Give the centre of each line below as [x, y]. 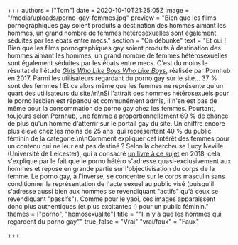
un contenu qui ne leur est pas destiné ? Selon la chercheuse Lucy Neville [115, 146]
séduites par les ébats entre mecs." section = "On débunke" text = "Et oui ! [117, 40]
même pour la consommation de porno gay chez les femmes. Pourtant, [111, 108]
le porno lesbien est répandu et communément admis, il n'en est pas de [112, 101]
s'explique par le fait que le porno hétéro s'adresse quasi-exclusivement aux [119, 161]
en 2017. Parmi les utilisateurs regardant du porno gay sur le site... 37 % [112, 78]
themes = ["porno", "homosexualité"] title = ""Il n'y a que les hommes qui [114, 214]
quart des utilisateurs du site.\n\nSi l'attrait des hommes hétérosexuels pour [118, 93]
